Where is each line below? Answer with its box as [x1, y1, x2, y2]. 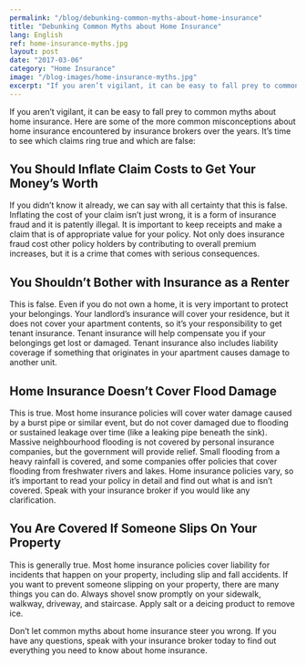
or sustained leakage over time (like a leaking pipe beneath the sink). [9, 427, 268, 438]
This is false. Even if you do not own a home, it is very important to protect [9, 299, 289, 310]
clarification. [9, 495, 56, 506]
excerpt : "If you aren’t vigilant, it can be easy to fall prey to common [9, 81, 300, 90]
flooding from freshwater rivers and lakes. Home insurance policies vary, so [9, 465, 294, 476]
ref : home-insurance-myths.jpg [9, 38, 128, 48]
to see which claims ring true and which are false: [9, 135, 196, 146]
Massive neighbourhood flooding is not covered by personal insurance [9, 436, 275, 447]
